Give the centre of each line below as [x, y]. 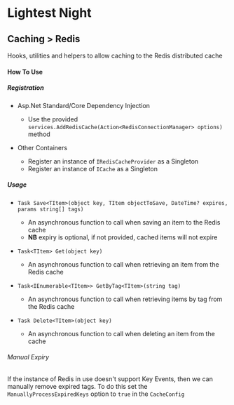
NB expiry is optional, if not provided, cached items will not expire [123, 237]
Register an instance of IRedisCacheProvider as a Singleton [113, 161]
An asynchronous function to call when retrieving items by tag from [125, 299]
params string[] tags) [50, 209]
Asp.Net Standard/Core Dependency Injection [84, 105]
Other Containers [42, 147]
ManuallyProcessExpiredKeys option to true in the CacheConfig [96, 394]
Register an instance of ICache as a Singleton [93, 168]
